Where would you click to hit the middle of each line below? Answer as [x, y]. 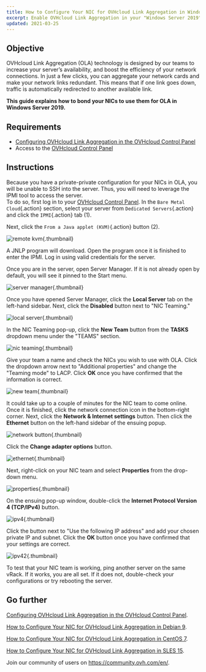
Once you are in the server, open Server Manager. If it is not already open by [103, 269]
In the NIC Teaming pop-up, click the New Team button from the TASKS [97, 330]
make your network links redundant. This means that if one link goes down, [101, 83]
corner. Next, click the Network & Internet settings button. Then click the [99, 416]
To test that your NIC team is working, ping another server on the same [96, 568]
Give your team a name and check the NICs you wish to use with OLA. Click [102, 360]
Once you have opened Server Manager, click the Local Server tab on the [100, 299]
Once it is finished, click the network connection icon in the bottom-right [98, 409]
